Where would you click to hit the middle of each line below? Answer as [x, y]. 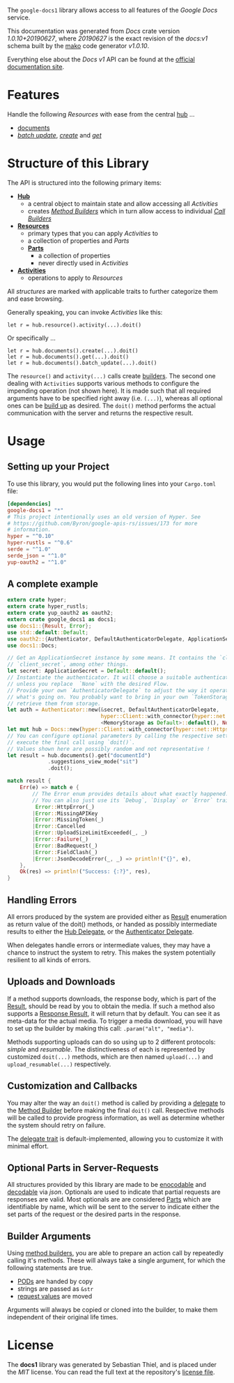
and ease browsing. [36, 299]
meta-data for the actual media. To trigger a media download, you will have [115, 1021]
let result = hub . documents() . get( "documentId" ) [79, 755]
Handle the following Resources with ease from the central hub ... [101, 114]
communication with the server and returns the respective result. [100, 413]
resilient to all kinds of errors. [49, 960]
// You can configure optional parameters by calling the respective [110, 735]
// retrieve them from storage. [54, 703]
